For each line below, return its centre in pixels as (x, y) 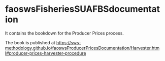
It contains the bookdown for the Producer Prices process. (65, 33)
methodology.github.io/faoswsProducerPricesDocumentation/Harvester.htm (82, 48)
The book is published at (30, 42)
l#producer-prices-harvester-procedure (46, 53)
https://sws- (69, 42)
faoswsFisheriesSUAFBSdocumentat (82, 9)
